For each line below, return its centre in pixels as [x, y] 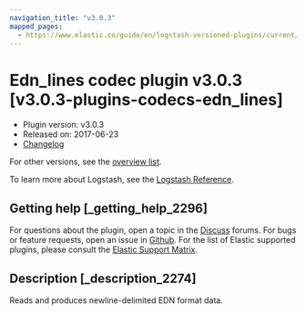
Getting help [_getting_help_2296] [108, 208]
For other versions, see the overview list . [86, 162]
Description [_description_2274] [103, 278]
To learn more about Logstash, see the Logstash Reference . [122, 180]
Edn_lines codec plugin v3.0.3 [126, 80]
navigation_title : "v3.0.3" [63, 18]
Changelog [43, 144]
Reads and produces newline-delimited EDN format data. [116, 300]
